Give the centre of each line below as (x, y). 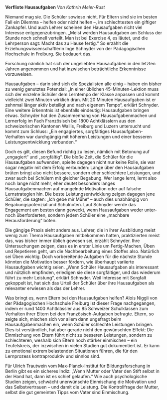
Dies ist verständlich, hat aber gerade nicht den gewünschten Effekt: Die (80, 330)
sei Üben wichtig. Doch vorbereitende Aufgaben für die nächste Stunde (79, 257)
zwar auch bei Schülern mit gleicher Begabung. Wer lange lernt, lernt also (81, 178)
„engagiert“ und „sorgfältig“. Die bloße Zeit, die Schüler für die (69, 157)
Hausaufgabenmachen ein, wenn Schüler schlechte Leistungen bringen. (79, 324)
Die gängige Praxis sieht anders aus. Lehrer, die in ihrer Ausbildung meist (80, 230)
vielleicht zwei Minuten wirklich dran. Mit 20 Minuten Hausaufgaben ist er (81, 100)
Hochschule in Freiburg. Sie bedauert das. (48, 54)
